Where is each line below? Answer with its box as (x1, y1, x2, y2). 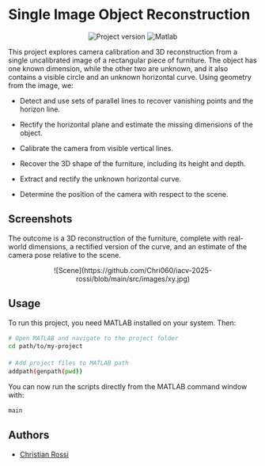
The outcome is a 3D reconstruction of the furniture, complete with (8, 233, 227, 243)
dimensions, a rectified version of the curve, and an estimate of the (28, 241, 248, 251)
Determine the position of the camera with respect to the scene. (19, 189, 229, 199)
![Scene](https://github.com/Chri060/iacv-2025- (54, 265, 212, 275)
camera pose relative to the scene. (8, 250, 121, 260)
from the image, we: (8, 81, 74, 90)
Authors (8, 429, 50, 442)
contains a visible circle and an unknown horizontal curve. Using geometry (8, 72, 252, 81)
